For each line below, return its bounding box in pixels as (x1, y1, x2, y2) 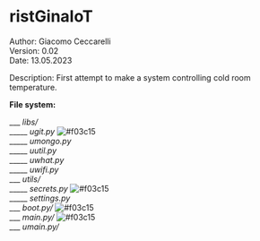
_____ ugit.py (9, 125, 56, 136)
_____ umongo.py (9, 135, 72, 146)
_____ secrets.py (9, 183, 69, 194)
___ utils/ (9, 173, 41, 185)
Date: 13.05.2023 (9, 55, 73, 65)
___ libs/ (9, 116, 39, 127)
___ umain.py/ (9, 221, 60, 232)
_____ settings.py (9, 193, 71, 203)
